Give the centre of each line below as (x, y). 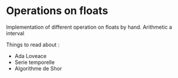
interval (15, 33)
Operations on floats (57, 11)
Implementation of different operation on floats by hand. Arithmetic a (89, 27)
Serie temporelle (34, 62)
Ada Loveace (31, 56)
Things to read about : (33, 45)
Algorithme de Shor (38, 68)
